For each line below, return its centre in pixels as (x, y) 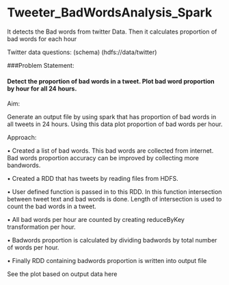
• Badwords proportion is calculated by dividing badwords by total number (112, 240)
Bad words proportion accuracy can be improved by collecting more (103, 158)
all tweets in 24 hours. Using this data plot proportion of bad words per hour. (115, 124)
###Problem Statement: (41, 65)
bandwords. (24, 165)
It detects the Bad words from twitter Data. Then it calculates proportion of (112, 32)
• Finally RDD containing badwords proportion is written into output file (107, 261)
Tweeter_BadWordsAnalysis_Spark (110, 13)
